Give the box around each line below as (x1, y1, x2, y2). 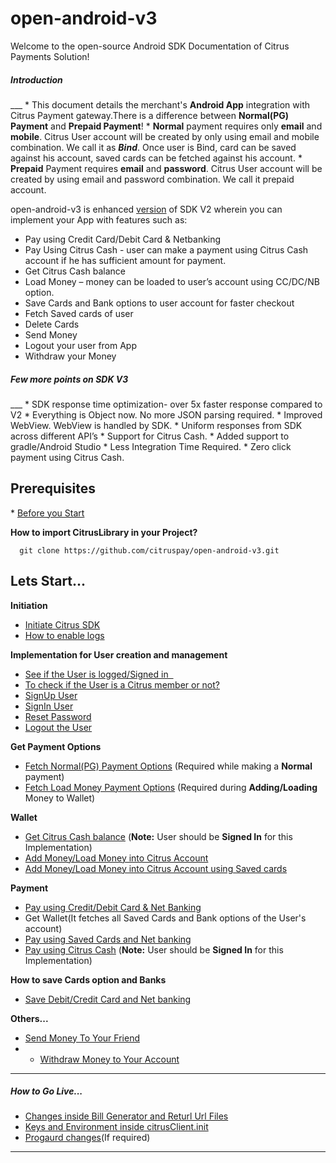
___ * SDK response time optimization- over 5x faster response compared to (10, 398, 323, 410)
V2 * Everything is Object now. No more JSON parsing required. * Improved (10, 408, 323, 421)
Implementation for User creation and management (10, 648, 228, 661)
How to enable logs (24, 629, 105, 641)
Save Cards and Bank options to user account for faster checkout (24, 297, 295, 309)
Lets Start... (10, 573, 87, 590)
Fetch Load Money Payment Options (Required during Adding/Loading (24, 781, 318, 793)
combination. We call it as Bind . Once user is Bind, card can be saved (10, 141, 297, 153)
